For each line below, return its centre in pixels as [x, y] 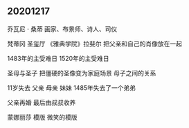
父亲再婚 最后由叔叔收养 [42, 102]
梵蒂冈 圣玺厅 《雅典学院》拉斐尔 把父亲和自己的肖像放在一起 [94, 44]
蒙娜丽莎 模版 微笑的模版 [42, 117]
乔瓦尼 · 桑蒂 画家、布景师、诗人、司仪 [62, 29]
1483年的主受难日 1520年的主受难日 [58, 58]
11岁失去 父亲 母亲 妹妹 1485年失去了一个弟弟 [72, 88]
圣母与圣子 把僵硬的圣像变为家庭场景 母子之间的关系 [82, 73]
